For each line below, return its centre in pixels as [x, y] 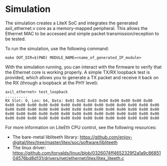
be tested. [15, 39]
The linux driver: [29, 148]
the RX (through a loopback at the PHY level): [52, 83]
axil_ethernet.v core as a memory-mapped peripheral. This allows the [77, 28]
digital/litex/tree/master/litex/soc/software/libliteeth [65, 142]
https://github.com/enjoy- [106, 137]
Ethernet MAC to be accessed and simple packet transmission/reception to [82, 33]
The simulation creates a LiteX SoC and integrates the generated [72, 23]
